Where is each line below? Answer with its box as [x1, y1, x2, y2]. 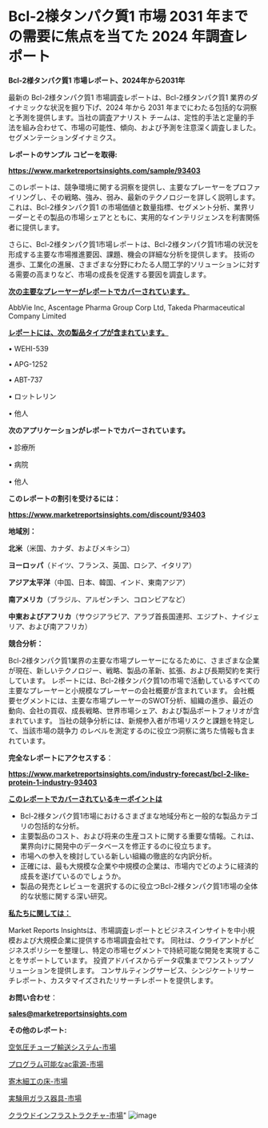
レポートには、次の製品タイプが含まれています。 [8, 327, 170, 337]
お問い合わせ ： [8, 992, 58, 1002]
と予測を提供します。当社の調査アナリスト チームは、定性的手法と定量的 [8, 112, 248, 122]
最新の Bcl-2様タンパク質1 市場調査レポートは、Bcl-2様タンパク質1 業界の [8, 92, 252, 102]
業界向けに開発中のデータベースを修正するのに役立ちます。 [19, 841, 216, 850]
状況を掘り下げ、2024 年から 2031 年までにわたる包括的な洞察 [50, 102, 258, 112]
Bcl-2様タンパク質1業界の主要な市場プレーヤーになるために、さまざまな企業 [8, 655, 260, 665]
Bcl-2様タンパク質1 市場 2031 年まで [8, 7, 249, 26]
